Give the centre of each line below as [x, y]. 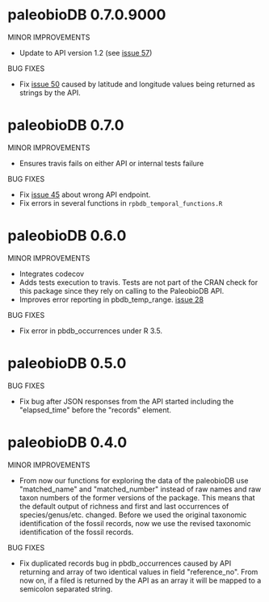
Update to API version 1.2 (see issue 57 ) [86, 52]
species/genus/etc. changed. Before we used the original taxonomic [133, 515]
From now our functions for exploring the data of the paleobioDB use [134, 480]
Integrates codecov [52, 274]
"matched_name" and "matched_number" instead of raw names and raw [140, 489]
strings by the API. [50, 92]
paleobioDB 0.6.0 [67, 236]
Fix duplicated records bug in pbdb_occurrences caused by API [125, 563]
